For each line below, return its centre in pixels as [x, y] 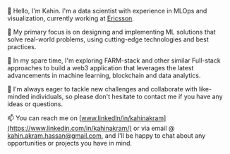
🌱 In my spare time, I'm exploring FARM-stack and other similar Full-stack [114, 60]
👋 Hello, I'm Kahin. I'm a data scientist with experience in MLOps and [107, 11]
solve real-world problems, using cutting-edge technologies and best [108, 39]
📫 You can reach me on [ [44, 118]
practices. [22, 47]
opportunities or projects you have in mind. [70, 143]
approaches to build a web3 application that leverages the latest [101, 68]
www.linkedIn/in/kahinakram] [123, 118]
